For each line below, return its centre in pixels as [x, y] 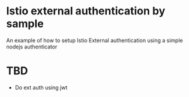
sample [25, 24]
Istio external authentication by [86, 11]
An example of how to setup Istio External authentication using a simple [94, 40]
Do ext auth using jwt [41, 87]
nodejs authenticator [32, 47]
